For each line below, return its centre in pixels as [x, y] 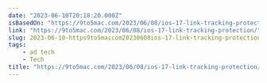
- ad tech [39, 52]
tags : [17, 45]
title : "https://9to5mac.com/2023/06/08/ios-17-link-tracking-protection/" [136, 67]
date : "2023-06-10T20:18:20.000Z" [66, 15]
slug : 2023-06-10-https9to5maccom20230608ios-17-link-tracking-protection [135, 38]
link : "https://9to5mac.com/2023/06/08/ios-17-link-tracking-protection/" [135, 30]
